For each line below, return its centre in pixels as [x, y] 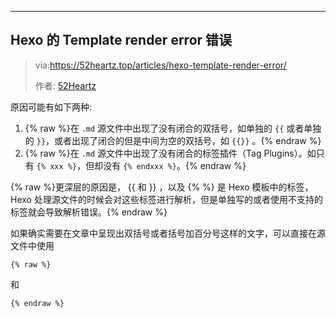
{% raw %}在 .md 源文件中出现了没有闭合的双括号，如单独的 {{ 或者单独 [173, 128]
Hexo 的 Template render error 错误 [121, 40]
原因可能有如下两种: [51, 107]
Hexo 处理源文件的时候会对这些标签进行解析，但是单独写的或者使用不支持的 [166, 199]
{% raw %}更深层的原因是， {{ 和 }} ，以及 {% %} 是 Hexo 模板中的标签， [162, 187]
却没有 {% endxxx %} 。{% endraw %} [170, 165]
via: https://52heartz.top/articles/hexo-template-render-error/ [160, 65]
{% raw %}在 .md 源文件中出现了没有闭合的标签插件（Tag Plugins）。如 [170, 153]
